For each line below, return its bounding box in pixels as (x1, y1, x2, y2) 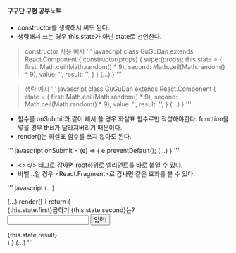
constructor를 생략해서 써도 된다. (17, 23, 110, 32)
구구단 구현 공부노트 (7, 6, 62, 15)
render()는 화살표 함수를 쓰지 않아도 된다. (17, 132, 132, 141)
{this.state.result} (7, 231, 58, 240)
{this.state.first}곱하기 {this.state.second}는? (7, 206, 135, 214)
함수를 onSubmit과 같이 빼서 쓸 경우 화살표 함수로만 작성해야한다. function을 (17, 115, 229, 123)
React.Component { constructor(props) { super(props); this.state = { (24, 55, 223, 63)
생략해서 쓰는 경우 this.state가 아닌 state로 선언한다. (17, 32, 162, 41)
